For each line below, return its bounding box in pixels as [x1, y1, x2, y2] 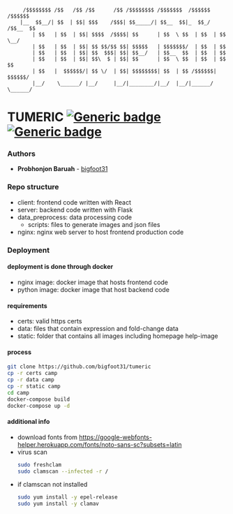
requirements [7, 301, 47, 310]
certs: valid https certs [17, 317, 82, 325]
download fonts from [17, 433, 78, 441]
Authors [7, 149, 36, 159]
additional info [7, 418, 50, 426]
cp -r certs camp [7, 370, 58, 377]
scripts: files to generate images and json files [27, 220, 160, 228]
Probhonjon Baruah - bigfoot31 [17, 165, 108, 173]
